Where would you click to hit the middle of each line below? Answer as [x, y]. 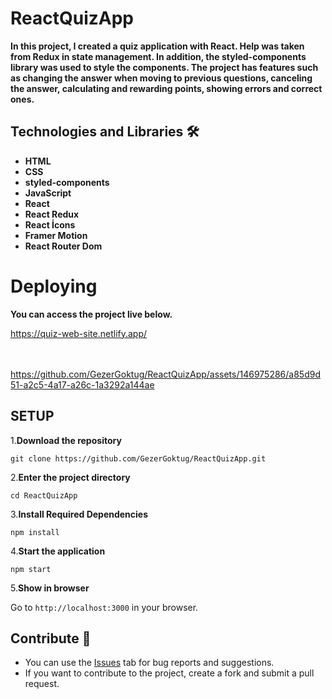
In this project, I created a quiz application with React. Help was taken [157, 46]
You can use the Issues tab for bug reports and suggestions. [149, 663]
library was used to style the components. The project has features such [164, 67]
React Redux [52, 214]
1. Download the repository [66, 440]
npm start [31, 569]
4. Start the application [58, 551]
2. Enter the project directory [70, 477]
